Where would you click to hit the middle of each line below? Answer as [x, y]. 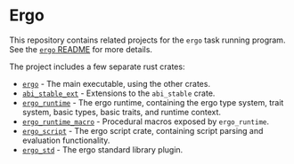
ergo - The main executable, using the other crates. [116, 83]
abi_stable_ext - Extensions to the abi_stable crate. [118, 93]
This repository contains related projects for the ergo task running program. [147, 40]
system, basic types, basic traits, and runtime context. [121, 112]
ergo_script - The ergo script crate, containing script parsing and [143, 130]
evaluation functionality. [66, 140]
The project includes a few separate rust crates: [97, 66]
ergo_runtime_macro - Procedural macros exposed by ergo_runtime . [146, 121]
